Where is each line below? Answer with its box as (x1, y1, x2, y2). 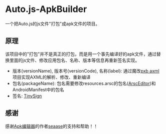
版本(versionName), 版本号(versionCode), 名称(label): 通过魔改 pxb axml (12, 67, 160, 73)
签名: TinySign (12, 92, 42, 98)
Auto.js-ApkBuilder (5, 3, 87, 15)
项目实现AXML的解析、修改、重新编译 (12, 74, 91, 80)
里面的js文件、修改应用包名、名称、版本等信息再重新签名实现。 (9, 57, 140, 63)
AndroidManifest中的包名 (12, 86, 64, 92)
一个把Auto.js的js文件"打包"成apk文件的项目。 (5, 20, 100, 26)
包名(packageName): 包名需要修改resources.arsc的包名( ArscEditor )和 (12, 80, 156, 86)
